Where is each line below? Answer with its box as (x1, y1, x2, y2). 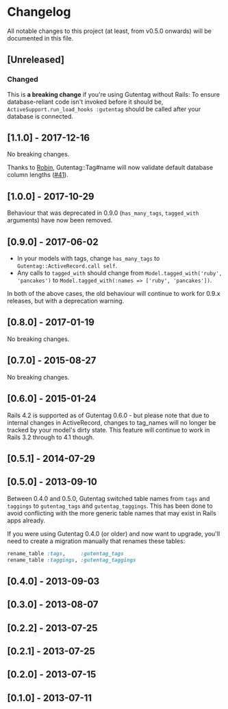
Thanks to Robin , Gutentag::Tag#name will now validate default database (7, 163, 214, 172)
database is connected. (7, 112, 74, 120)
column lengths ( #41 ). (7, 171, 68, 179)
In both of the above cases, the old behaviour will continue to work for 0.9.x (7, 290, 220, 298)
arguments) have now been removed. (7, 216, 113, 224)
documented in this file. (7, 34, 74, 42)
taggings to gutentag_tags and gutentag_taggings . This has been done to (7, 502, 214, 510)
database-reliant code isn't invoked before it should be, (7, 97, 164, 106)
